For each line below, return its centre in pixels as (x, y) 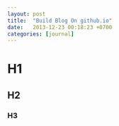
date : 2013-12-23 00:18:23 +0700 (60, 27)
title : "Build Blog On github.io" (60, 21)
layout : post (27, 14)
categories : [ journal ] (41, 34)
